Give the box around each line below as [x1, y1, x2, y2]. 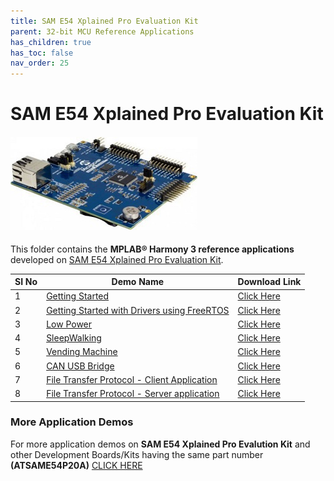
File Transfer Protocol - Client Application [46, 373, 218, 385]
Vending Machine [46, 346, 118, 358]
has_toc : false [10, 48, 74, 58]
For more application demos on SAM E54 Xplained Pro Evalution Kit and [10, 438, 311, 450]
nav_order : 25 [10, 58, 70, 69]
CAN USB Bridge [46, 360, 115, 372]
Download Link [237, 276, 302, 288]
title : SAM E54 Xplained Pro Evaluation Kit [10, 16, 199, 26]
